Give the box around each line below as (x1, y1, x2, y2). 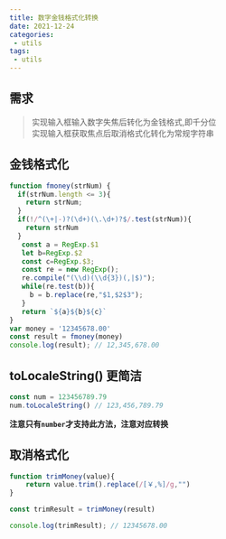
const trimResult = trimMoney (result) (9, 505, 155, 515)
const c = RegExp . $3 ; (21, 256, 95, 266)
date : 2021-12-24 (9, 22, 75, 31)
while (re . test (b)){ (21, 282, 95, 292)
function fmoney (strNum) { (9, 181, 111, 191)
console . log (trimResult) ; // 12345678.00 (9, 521, 168, 530)
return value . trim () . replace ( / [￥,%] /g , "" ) (25, 480, 191, 489)
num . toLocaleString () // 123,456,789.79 (9, 401, 165, 410)
